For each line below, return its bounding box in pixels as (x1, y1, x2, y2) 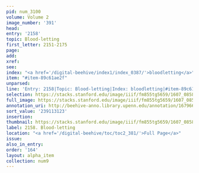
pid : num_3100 (6, 8, 41, 15)
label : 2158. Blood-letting (6, 125, 76, 131)
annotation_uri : (6, 102, 46, 109)
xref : (6, 58, 20, 64)
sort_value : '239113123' (6, 108, 68, 114)
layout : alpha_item (6, 152, 54, 158)
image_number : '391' (6, 20, 57, 26)
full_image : (6, 97, 36, 103)
